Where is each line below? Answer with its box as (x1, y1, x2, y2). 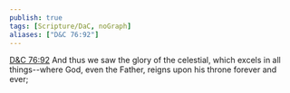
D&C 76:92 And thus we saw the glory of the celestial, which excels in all (9, 55, 281, 66)
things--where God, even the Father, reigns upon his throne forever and (9, 64, 277, 75)
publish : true (9, 13, 63, 23)
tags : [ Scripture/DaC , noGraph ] (9, 22, 131, 31)
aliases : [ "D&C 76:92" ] (9, 30, 100, 39)
